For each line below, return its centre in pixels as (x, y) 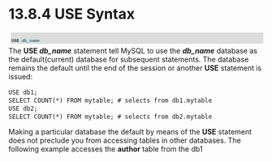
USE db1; (23, 92)
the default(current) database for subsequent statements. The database (129, 59)
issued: (21, 76)
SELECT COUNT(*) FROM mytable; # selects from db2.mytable (110, 117)
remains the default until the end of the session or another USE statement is (135, 68)
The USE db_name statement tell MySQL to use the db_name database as (133, 50)
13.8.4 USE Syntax (72, 14)
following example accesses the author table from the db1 (106, 149)
